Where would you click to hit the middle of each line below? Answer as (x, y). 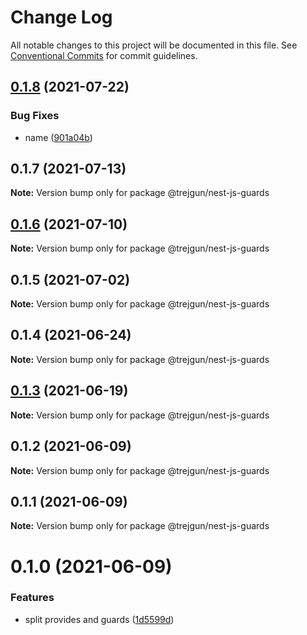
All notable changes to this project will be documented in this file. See (154, 45)
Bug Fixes (35, 116)
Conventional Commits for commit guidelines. (104, 55)
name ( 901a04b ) (58, 137)
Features (32, 598)
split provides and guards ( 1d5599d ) (99, 619)
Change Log (61, 17)
